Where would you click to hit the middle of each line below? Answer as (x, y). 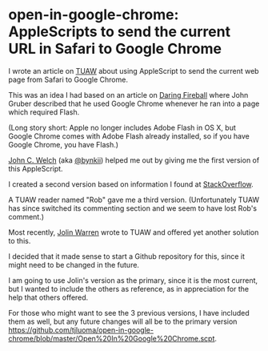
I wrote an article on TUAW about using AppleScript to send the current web (134, 71)
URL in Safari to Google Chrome (115, 49)
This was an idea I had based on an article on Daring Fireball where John (128, 95)
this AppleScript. (36, 168)
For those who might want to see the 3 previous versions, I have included (129, 313)
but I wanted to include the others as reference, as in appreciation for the (129, 288)
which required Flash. (44, 112)
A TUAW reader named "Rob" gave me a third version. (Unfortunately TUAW (134, 200)
